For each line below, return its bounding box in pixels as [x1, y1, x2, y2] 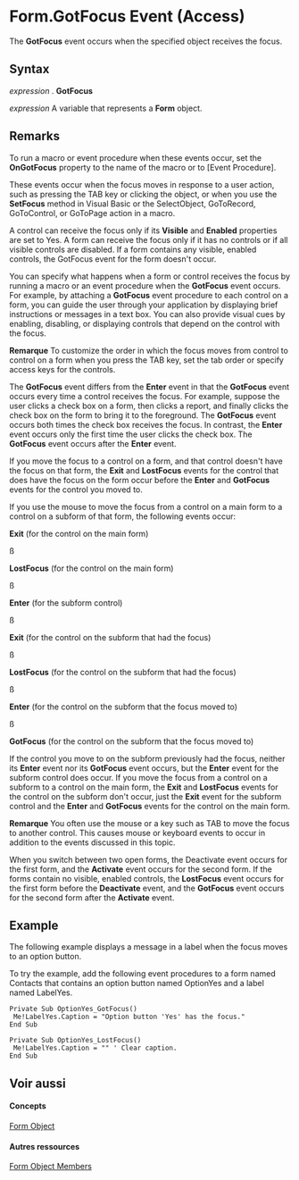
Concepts [9, 1100, 46, 1111]
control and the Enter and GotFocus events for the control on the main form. [9, 800, 291, 811]
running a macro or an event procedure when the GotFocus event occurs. [9, 280, 281, 291]
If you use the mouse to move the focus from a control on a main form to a [9, 501, 283, 512]
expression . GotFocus [9, 85, 94, 96]
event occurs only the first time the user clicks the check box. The [9, 429, 253, 439]
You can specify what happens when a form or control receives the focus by [9, 271, 291, 281]
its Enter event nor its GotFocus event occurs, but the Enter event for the [9, 762, 279, 774]
